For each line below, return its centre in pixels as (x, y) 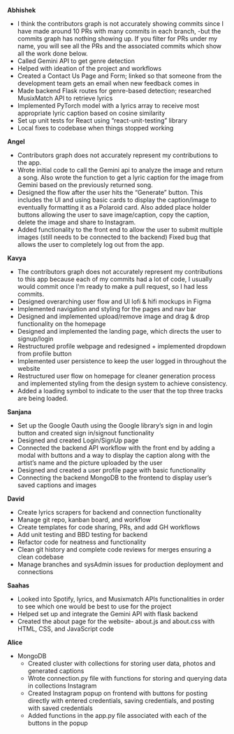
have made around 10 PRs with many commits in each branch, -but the (119, 31)
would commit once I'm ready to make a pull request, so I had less (112, 286)
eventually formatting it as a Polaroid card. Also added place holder (114, 207)
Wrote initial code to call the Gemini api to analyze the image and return (120, 170)
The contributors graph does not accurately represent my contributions (120, 272)
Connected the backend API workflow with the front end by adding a (116, 448)
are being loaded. (43, 398)
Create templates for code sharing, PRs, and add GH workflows (109, 527)
